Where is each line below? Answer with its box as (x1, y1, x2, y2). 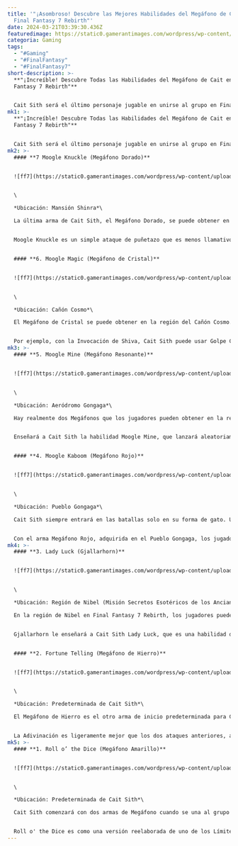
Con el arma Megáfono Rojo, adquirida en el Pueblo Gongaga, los (13, 535, 211, 542)
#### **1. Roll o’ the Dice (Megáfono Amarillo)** (13, 745, 166, 752)
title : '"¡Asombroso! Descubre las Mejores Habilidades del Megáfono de (7, 10, 227, 18)
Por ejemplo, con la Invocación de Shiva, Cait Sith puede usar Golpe (13, 338, 227, 345)
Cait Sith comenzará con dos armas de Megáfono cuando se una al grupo (13, 809, 230, 816)
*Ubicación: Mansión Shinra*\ (13, 205, 103, 212)
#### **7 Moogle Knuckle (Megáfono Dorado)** (13, 154, 151, 161)
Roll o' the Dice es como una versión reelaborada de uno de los (13, 828, 211, 835)
